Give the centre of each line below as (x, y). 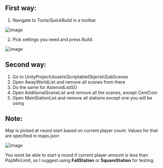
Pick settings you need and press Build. (53, 39)
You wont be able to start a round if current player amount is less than (77, 155)
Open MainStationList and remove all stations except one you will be (82, 98)
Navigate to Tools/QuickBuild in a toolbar (54, 20)
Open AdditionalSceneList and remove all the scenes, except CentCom (85, 92)
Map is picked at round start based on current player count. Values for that (81, 131)
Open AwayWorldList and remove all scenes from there (69, 82)
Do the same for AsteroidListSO (45, 87)
